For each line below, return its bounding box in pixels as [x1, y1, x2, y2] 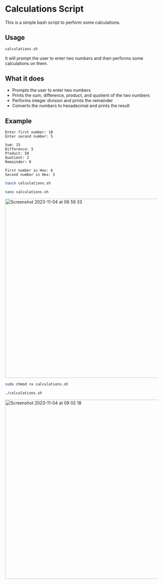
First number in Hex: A [5, 168, 53, 173]
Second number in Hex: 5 [5, 172, 55, 177]
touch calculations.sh [5, 181, 51, 186]
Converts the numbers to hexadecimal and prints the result [12, 103, 130, 109]
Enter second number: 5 [5, 134, 53, 139]
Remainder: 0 [5, 159, 32, 165]
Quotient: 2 [5, 155, 29, 160]
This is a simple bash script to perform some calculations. [5, 19, 121, 25]
